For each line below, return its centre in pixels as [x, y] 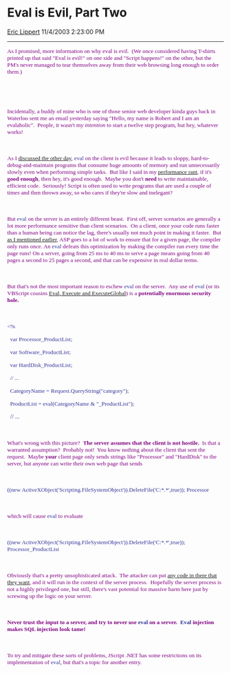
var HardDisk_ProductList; [41, 365]
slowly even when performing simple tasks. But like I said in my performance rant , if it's [109, 172]
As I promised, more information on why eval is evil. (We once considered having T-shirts [111, 51]
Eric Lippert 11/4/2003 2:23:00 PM [56, 32]
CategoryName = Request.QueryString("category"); [69, 391]
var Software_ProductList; [40, 352]
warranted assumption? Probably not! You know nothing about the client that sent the [106, 450]
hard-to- [200, 158]
